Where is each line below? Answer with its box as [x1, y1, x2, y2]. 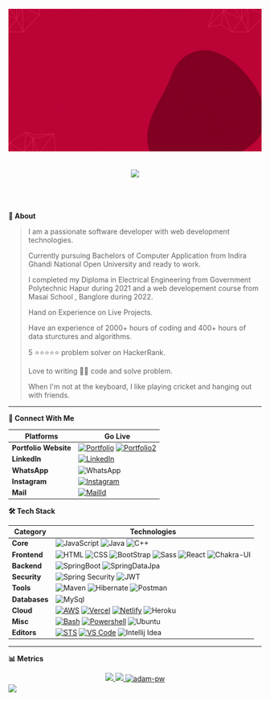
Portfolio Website [11, 443, 72, 453]
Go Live [104, 431, 131, 441]
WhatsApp [11, 465, 49, 475]
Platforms [25, 431, 59, 441]
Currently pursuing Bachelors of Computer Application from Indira [27, 251, 247, 261]
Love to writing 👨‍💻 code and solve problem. [27, 366, 173, 376]
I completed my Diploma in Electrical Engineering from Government [27, 275, 252, 285]
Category [14, 527, 47, 536]
